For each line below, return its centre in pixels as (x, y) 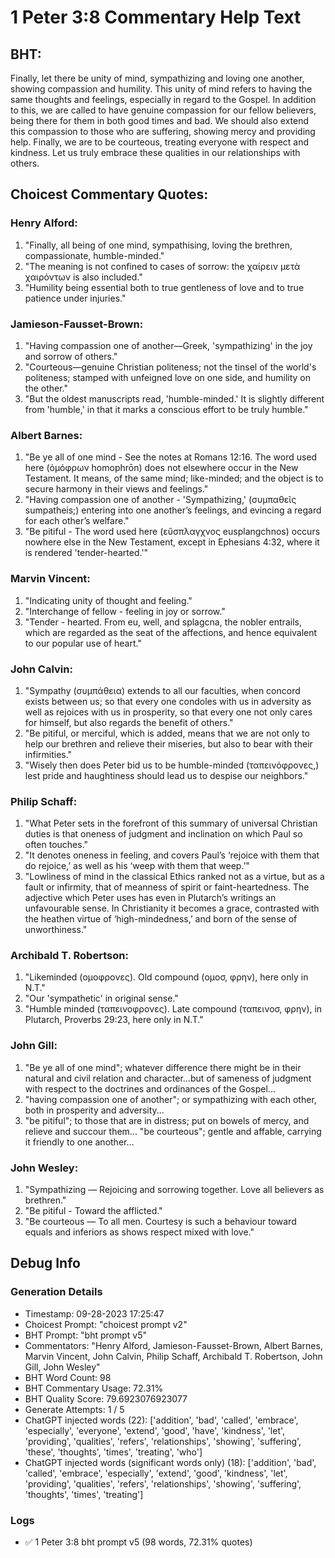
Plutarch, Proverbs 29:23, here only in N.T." (114, 1020)
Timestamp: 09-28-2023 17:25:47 (94, 1313)
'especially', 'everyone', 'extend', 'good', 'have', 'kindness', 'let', (155, 1430)
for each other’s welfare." (77, 521)
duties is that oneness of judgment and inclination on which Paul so (163, 834)
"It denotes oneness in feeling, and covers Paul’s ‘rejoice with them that (172, 855)
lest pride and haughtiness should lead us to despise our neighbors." (166, 775)
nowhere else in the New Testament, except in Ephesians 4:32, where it (172, 542)
